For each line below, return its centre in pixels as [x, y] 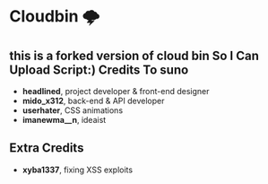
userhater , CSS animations [73, 110]
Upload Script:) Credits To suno [99, 70]
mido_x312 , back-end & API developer [93, 101]
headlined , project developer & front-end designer [116, 91]
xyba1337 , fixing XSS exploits [77, 170]
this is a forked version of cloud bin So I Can [134, 55]
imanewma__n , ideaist [64, 120]
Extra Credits [47, 148]
